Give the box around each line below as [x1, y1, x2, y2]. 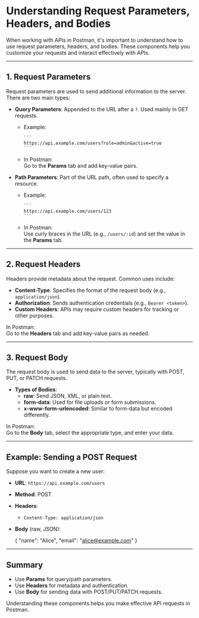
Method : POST [14, 491, 52, 498]
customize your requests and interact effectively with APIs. [6, 49, 150, 56]
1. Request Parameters [6, 72, 91, 82]
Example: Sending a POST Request [6, 452, 137, 462]
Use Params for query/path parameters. [14, 576, 113, 582]
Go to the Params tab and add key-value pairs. [23, 162, 138, 169]
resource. [14, 180, 38, 187]
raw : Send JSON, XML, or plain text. [23, 393, 113, 400]
